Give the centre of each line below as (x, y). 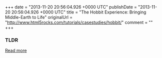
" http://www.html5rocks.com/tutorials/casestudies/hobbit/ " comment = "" (79, 22)
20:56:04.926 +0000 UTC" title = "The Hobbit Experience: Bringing (79, 12)
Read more (16, 51)
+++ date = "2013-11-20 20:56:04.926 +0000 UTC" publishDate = (71, 7)
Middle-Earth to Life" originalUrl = (39, 17)
